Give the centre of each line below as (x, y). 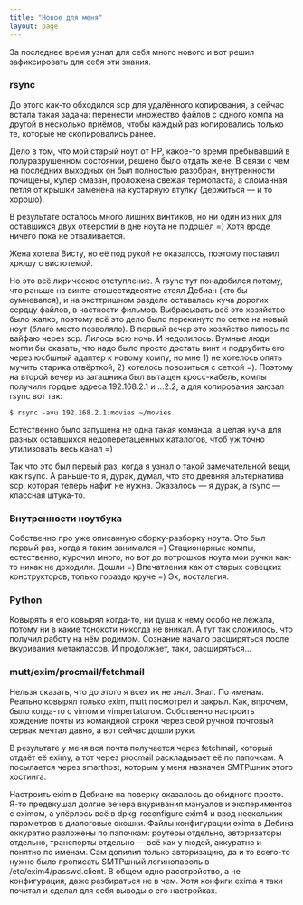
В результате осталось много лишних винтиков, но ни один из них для (146, 216)
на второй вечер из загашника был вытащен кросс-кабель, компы (138, 376)
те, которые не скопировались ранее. (83, 133)
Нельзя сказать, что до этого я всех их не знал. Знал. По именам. (137, 691)
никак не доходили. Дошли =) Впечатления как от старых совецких (151, 567)
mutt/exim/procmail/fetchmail (77, 672)
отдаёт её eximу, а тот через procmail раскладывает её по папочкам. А (147, 757)
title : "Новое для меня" (56, 18)
